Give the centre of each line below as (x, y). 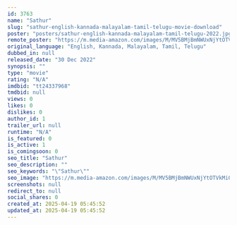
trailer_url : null (34, 125)
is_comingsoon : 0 (33, 152)
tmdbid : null (26, 92)
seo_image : (23, 178)
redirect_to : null (34, 191)
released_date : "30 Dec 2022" (52, 60)
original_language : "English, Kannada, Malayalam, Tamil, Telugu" (107, 47)
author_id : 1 (26, 118)
